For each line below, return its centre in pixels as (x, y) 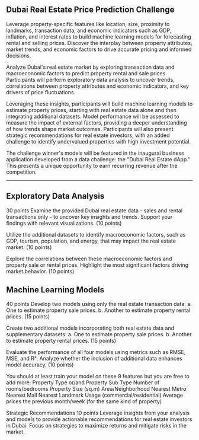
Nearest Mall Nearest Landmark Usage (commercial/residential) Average (95, 395)
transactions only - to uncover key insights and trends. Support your (89, 216)
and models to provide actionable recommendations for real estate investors (99, 419)
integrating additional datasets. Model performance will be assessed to (93, 116)
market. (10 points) (29, 247)
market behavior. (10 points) (40, 271)
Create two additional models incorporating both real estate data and (90, 328)
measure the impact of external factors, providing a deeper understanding (97, 122)
